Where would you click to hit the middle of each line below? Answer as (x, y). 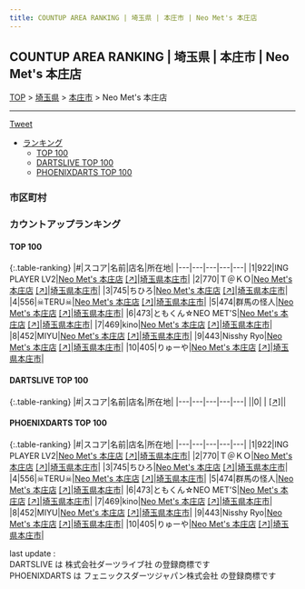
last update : (33, 553)
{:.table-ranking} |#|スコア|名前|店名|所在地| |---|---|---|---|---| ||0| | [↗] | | (148, 402)
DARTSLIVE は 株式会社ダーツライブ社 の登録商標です (110, 564)
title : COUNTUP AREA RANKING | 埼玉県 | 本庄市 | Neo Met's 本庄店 (133, 18)
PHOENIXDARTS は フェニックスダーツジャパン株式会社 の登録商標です (143, 575)
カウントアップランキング (65, 225)
